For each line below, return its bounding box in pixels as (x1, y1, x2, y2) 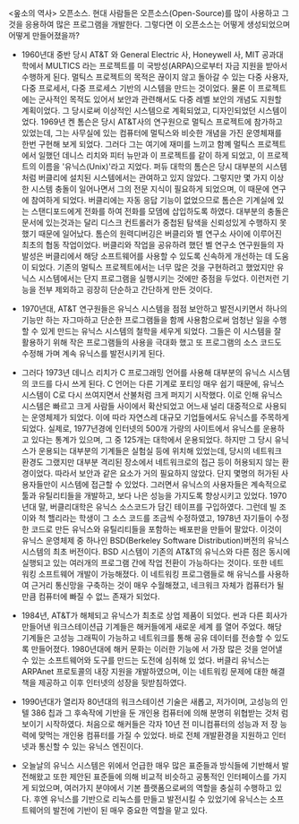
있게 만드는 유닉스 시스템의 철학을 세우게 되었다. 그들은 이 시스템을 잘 (40, 326, 282, 336)
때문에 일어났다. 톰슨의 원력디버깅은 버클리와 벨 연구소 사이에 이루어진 (38, 228, 283, 239)
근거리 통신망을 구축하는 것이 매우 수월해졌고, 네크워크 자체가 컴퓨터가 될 (30, 580, 285, 590)
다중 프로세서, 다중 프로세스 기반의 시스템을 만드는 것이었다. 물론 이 (21, 83, 256, 93)
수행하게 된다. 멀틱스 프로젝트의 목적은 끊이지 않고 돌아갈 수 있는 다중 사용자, (21, 72, 289, 82)
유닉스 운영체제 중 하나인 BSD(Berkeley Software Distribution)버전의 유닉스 (21, 536, 290, 545)
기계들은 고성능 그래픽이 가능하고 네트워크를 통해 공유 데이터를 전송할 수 (21, 632, 273, 643)
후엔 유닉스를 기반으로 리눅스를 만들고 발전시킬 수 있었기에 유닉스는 (33, 794, 268, 804)
